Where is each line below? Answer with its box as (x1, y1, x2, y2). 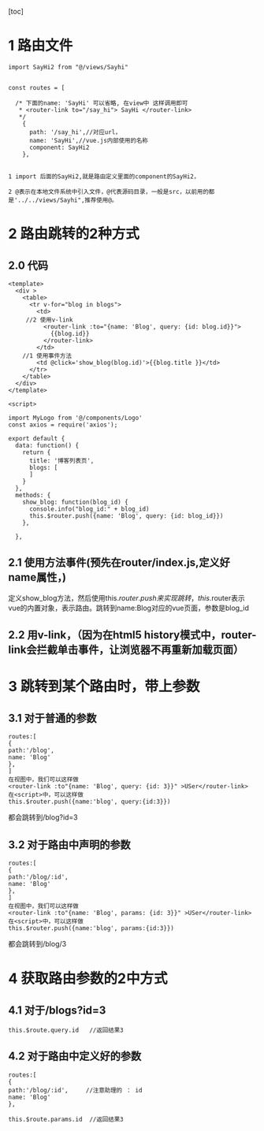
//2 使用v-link (25, 315, 73, 324)
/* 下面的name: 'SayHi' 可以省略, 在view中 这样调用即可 (15, 99, 188, 107)
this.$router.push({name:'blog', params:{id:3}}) (8, 924, 175, 932)
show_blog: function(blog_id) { (22, 498, 128, 506)
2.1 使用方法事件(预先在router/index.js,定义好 (8, 556, 231, 570)
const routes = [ (8, 84, 65, 91)
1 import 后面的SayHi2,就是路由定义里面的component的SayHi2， (8, 173, 200, 180)
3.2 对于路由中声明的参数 (8, 838, 132, 851)
